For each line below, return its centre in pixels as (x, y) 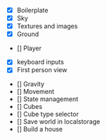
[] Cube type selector (48, 114)
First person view (42, 70)
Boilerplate (32, 10)
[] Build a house (39, 129)
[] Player (29, 48)
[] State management (48, 99)
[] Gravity (31, 84)
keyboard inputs (40, 62)
